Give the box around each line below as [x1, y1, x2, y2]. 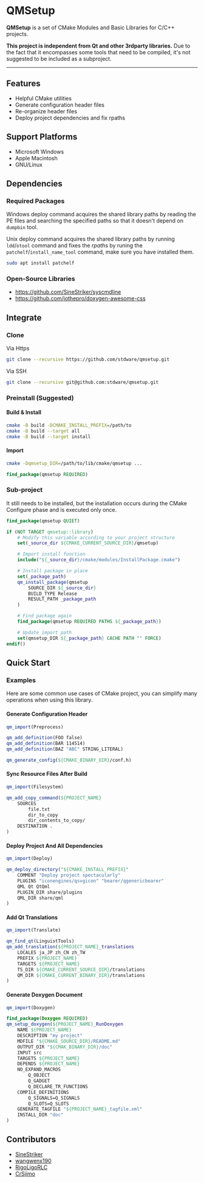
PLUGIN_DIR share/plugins [17, 889, 83, 895]
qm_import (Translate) [6, 927, 61, 933]
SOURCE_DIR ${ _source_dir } [28, 584, 97, 591]
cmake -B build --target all [6, 428, 80, 434]
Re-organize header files [15, 107, 78, 115]
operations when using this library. [6, 696, 93, 704]
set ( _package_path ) [17, 574, 67, 580]
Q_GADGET [28, 1078, 50, 1084]
